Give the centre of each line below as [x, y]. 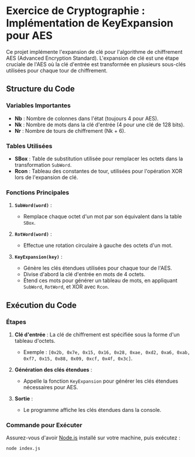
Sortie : [24, 398]
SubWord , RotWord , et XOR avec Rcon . [66, 287]
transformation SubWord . [43, 164]
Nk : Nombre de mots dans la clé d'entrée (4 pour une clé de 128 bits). [100, 125]
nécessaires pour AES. [51, 387]
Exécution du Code [42, 305]
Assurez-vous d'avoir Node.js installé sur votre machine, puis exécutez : [93, 438]
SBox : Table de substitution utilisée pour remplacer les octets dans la [99, 159]
